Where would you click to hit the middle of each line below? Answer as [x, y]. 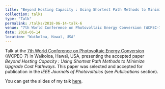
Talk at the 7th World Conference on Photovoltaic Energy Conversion [75, 51]
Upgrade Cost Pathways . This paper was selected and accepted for [74, 66]
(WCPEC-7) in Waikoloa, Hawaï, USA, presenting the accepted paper [75, 56]
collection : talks [24, 14]
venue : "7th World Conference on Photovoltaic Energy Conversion [73, 28]
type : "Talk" [18, 19]
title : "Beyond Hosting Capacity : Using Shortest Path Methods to [76, 10]
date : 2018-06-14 [23, 32]
